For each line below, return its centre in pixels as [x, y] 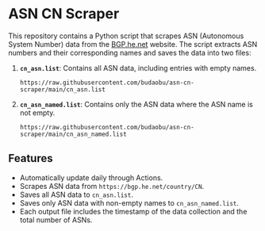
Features [31, 158]
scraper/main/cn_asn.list [62, 89]
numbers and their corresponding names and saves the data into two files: [130, 52]
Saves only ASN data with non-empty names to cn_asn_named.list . [129, 202]
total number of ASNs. [56, 220]
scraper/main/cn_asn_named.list [73, 134]
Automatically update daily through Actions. [91, 177]
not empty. [37, 113]
